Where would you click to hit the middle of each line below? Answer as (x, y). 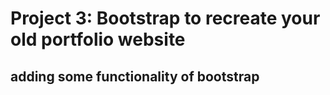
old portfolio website (98, 39)
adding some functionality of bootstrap (135, 76)
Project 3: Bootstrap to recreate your (165, 18)
